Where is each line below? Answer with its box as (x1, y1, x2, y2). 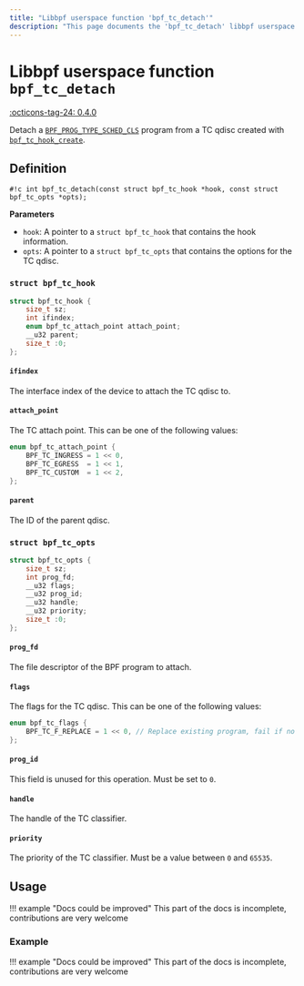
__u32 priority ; (25, 606, 88, 615)
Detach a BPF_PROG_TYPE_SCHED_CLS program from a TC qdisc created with (9, 125, 285, 136)
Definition (9, 160, 66, 176)
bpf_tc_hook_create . (9, 134, 86, 146)
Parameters (9, 208, 55, 219)
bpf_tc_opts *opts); (9, 193, 88, 202)
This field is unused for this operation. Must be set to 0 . (9, 774, 217, 785)
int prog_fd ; (25, 573, 76, 582)
